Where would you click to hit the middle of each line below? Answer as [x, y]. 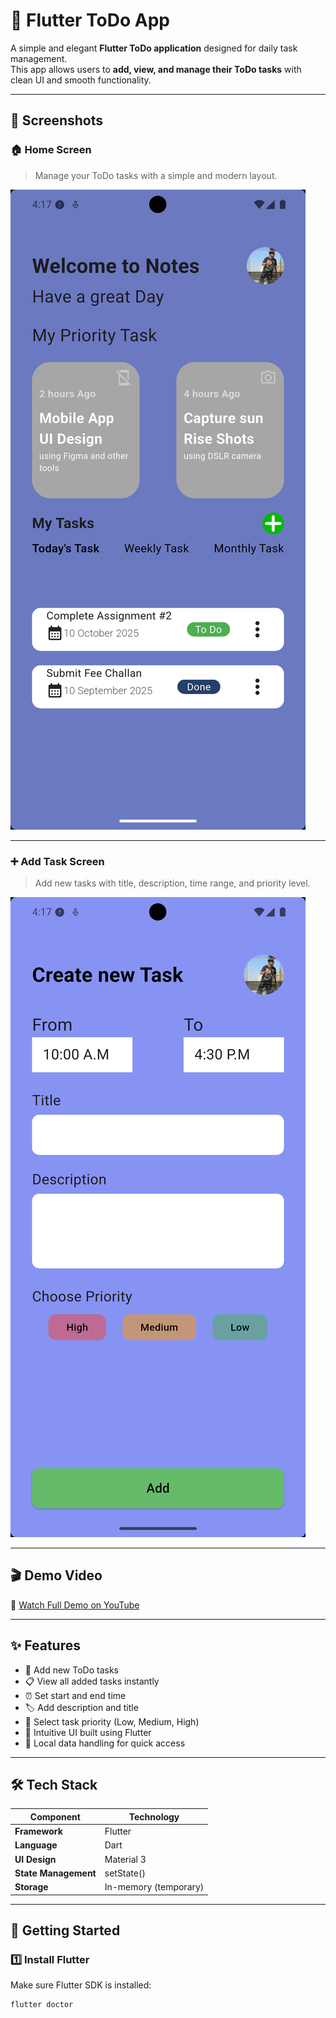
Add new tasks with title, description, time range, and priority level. [172, 883]
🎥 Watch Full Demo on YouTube [75, 1605]
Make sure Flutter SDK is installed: [81, 1985]
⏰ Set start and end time [75, 1695]
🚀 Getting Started [65, 1930]
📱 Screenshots [57, 120]
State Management [55, 1873]
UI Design [35, 1859]
